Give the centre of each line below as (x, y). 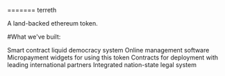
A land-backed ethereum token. (53, 23)
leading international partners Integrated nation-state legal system (102, 65)
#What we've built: (34, 37)
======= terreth (32, 10)
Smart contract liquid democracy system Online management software (108, 50)
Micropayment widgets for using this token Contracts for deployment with (113, 57)
